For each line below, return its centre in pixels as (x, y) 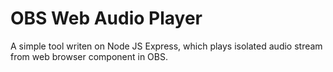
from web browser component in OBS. (89, 56)
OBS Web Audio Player (106, 18)
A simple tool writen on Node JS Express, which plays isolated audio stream (166, 46)
